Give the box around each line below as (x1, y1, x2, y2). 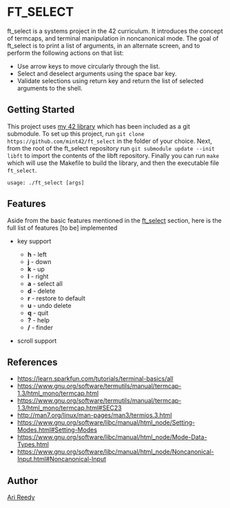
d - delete (27, 287, 56, 295)
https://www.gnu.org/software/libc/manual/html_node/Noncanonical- (17, 448, 215, 456)
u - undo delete (27, 301, 72, 309)
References (7, 356, 58, 368)
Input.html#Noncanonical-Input (17, 455, 107, 463)
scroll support (17, 336, 57, 344)
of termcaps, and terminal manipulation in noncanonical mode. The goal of (7, 34, 219, 42)
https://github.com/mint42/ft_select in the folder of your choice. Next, (7, 137, 212, 145)
